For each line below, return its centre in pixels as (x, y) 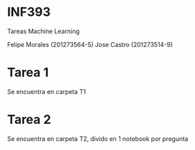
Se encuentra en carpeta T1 (47, 91)
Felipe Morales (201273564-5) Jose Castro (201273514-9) (90, 44)
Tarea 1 (28, 73)
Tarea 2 (29, 120)
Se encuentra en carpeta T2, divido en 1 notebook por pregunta (98, 138)
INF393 (29, 12)
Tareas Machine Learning (44, 31)
